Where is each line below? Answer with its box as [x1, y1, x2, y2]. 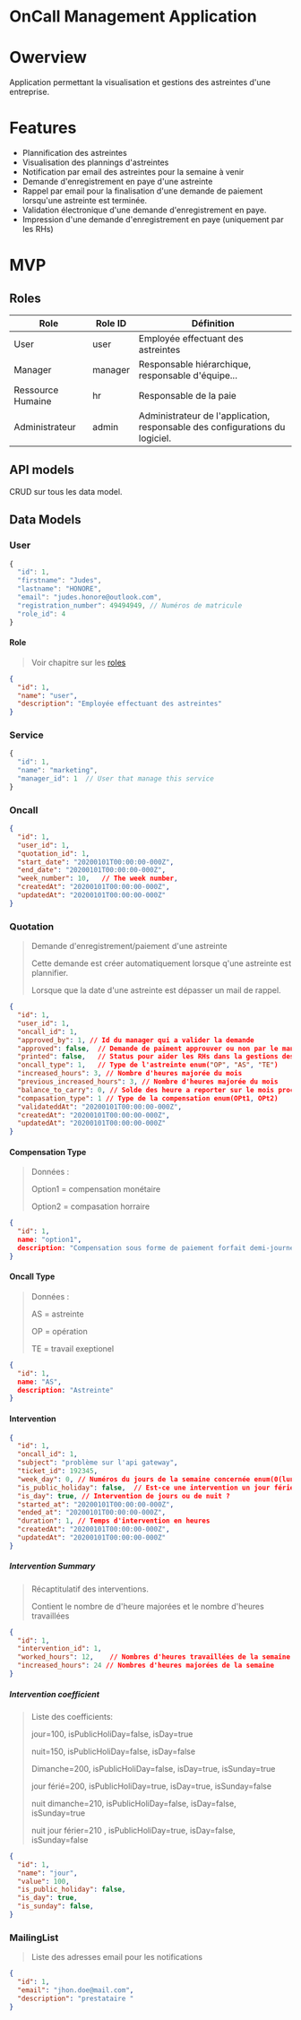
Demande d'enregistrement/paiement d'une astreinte [30, 941, 228, 952]
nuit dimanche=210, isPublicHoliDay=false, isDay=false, [30, 1798, 236, 1809]
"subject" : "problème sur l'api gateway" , [17, 1458, 178, 1467]
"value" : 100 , [17, 1877, 70, 1886]
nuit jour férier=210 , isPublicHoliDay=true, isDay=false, [30, 1825, 236, 1835]
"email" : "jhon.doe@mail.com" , [17, 1986, 134, 1995]
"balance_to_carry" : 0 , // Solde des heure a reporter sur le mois [17, 1085, 275, 1094]
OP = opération [30, 1325, 88, 1336]
